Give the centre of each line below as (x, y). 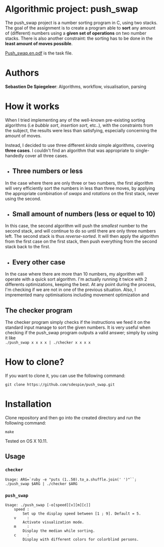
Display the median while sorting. (59, 531)
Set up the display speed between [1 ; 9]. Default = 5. (82, 514)
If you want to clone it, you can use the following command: (65, 375)
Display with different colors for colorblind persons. (81, 539)
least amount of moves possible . (39, 43)
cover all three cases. (47, 155)
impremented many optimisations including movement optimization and (77, 295)
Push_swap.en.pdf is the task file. (39, 53)
